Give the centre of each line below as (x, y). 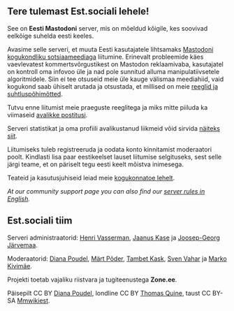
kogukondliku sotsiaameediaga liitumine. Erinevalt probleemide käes (105, 57)
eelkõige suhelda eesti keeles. (51, 36)
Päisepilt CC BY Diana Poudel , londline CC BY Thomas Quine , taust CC (109, 293)
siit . (12, 136)
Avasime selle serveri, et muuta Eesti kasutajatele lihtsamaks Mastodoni (110, 49)
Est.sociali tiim (40, 220)
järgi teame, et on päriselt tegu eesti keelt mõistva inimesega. (95, 164)
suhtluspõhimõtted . (35, 94)
